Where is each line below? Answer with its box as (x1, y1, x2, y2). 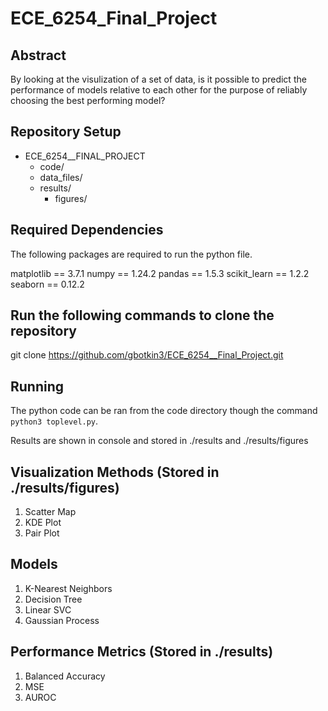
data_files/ (39, 171, 83, 183)
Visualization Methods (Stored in (10, 463, 220, 481)
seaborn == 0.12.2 (10, 278, 85, 290)
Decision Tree (24, 593, 83, 605)
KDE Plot (24, 517, 62, 529)
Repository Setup (10, 123, 122, 141)
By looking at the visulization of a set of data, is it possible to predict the (10, 73, 307, 85)
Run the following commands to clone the (10, 307, 275, 324)
